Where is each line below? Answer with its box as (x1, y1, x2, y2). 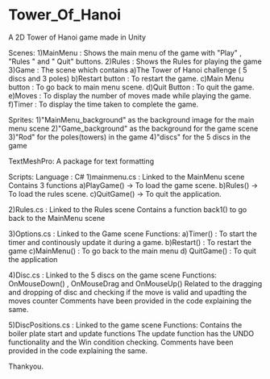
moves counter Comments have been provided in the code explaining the (8, 296, 252, 306)
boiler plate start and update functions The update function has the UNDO (8, 328, 255, 338)
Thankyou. (8, 361, 44, 371)
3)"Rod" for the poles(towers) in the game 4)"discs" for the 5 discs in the (8, 131, 251, 142)
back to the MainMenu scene (8, 213, 106, 223)
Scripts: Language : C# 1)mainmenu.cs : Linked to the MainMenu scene (8, 172, 245, 181)
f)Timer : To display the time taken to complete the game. (8, 99, 199, 109)
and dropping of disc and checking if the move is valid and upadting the (8, 287, 247, 297)
